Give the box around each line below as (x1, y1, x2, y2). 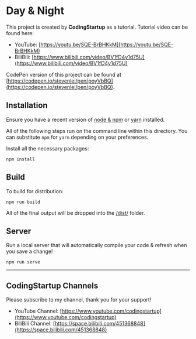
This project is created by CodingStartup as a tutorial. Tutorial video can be (6, 23, 188, 30)
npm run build (6, 199, 41, 205)
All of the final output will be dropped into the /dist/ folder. (6, 209, 145, 216)
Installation (6, 101, 48, 111)
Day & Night (6, 4, 65, 18)
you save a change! (6, 248, 53, 255)
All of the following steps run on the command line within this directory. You (6, 127, 188, 134)
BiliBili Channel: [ (14, 320, 55, 327)
